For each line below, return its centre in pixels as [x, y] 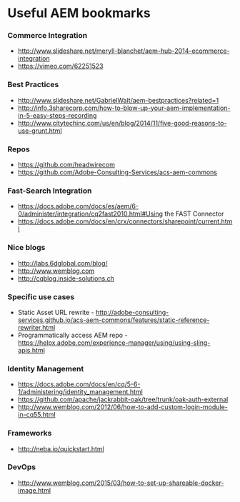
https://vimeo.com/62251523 [60, 66]
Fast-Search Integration [50, 191]
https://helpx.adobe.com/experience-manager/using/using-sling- [114, 342]
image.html [34, 490]
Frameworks [30, 433]
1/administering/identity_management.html [80, 392]
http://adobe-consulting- [132, 312]
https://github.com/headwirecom [66, 165]
